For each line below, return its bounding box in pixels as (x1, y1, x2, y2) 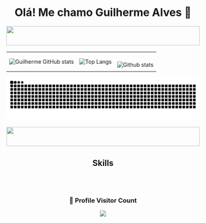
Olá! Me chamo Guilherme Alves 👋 (14, 6, 192, 20)
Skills (92, 158, 114, 168)
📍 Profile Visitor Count (69, 196, 137, 205)
